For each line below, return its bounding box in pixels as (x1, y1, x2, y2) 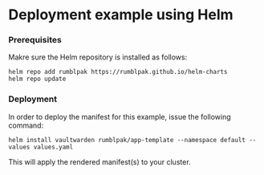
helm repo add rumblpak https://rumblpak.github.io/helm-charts (8, 68, 228, 76)
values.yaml (33, 143, 74, 151)
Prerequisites (8, 35, 62, 46)
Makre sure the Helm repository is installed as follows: (8, 52, 188, 62)
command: (8, 120, 44, 130)
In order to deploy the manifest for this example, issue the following (8, 112, 231, 121)
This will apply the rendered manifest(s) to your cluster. (8, 157, 191, 166)
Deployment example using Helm (8, 6, 234, 24)
